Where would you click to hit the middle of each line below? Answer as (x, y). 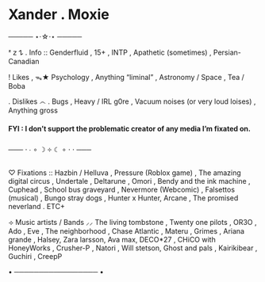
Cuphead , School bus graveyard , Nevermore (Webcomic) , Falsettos (122, 190)
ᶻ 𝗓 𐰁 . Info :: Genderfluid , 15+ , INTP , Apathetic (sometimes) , (110, 52)
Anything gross (33, 110)
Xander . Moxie (59, 15)
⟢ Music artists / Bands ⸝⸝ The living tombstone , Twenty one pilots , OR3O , (132, 223)
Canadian (24, 61)
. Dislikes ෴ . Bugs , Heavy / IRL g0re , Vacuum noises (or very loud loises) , (132, 101)
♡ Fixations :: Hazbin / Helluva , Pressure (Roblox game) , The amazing (125, 173)
